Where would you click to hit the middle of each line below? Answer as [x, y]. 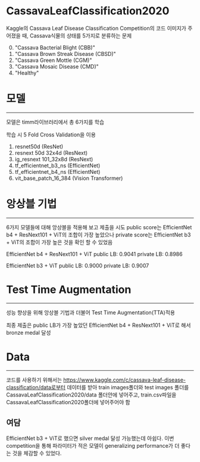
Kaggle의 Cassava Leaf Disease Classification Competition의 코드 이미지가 [96, 28]
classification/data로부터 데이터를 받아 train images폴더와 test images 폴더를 [98, 387]
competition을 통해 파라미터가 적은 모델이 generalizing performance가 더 [93, 445]
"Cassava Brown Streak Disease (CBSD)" [65, 54]
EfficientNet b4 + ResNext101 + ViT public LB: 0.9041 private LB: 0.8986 [94, 254]
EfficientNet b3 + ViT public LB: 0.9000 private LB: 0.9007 [78, 266]
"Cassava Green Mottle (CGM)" [53, 60]
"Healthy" [27, 73]
